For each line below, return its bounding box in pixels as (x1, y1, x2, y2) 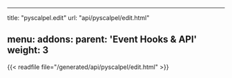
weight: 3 (7, 44, 49, 56)
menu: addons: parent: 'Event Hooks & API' (7, 34, 197, 46)
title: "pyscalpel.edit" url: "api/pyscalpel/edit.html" (7, 14, 150, 21)
